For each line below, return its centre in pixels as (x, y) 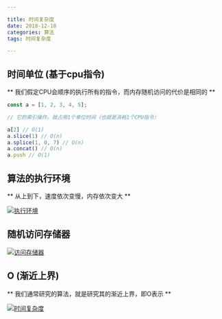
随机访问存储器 (39, 234)
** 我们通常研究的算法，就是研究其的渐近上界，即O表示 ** (89, 294)
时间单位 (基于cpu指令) (56, 74)
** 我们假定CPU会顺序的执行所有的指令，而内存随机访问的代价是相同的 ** (111, 92)
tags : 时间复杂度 (29, 38)
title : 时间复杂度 (31, 19)
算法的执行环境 (39, 178)
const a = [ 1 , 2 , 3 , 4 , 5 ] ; (47, 105)
